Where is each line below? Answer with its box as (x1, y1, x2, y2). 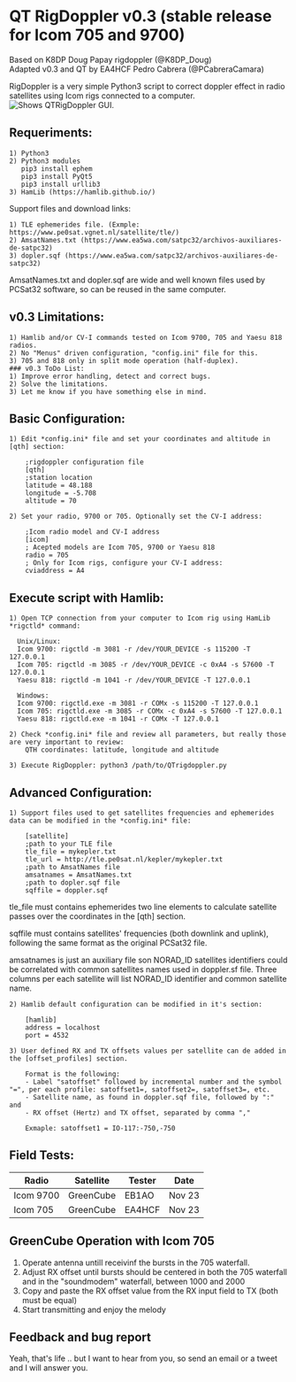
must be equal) (21, 1294, 78, 1305)
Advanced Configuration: (9, 785, 153, 800)
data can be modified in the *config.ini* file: (9, 816, 192, 825)
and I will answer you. (9, 1363, 88, 1373)
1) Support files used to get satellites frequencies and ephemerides (9, 808, 275, 817)
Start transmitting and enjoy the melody (21, 1304, 166, 1315)
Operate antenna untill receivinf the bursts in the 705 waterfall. (21, 1257, 250, 1268)
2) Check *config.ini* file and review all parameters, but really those (9, 730, 287, 739)
